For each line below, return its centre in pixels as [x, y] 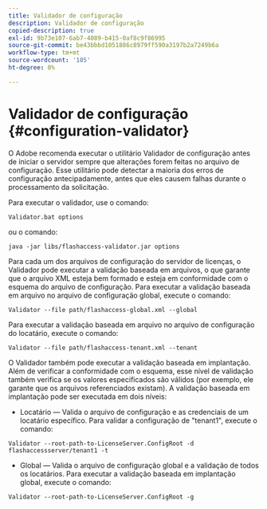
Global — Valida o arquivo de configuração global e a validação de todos [139, 465]
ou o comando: [33, 231]
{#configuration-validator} [99, 130]
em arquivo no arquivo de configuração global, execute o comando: [120, 295]
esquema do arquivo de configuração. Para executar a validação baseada [130, 286]
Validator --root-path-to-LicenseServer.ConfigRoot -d [101, 444]
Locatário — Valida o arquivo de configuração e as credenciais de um [134, 412]
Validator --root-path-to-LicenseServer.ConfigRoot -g [101, 497]
